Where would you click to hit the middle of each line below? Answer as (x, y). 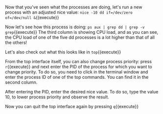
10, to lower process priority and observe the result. (57, 97)
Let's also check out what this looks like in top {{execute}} (63, 52)
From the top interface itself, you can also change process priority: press (78, 61)
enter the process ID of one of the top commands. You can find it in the (77, 77)
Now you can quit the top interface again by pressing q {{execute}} (72, 106)
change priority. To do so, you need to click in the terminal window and (77, 72)
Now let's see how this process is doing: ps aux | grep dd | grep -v (75, 27)
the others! (16, 43)
